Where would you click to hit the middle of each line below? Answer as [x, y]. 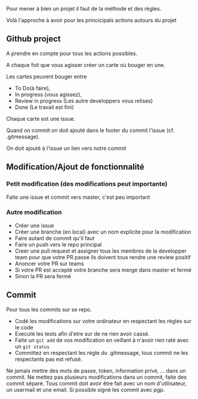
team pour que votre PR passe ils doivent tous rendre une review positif [103, 257]
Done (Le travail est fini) [44, 107]
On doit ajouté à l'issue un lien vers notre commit [66, 148]
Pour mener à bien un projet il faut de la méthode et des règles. [84, 9]
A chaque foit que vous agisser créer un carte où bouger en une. [86, 65]
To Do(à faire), [33, 88]
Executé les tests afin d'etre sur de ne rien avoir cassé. [82, 333]
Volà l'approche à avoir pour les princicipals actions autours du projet [92, 20]
